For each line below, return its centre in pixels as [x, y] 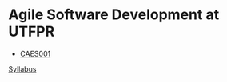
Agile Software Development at [114, 15]
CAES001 [35, 53]
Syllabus [22, 68]
